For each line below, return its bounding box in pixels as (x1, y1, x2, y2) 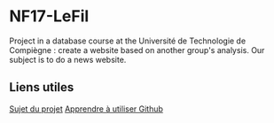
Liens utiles (9, 80, 74, 95)
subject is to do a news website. (9, 54, 127, 65)
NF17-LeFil (9, 6, 90, 27)
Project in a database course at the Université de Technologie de (9, 35, 247, 46)
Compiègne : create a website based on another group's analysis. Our (9, 44, 265, 55)
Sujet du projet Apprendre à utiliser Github (9, 104, 164, 114)
